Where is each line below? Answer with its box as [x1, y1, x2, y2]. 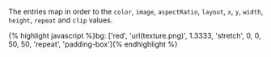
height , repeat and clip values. [8, 15, 113, 25]
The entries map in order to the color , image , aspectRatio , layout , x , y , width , [8, 7, 264, 16]
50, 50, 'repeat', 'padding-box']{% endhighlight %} [8, 39, 178, 49]
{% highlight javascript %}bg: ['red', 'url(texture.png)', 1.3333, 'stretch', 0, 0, [8, 31, 261, 40]
